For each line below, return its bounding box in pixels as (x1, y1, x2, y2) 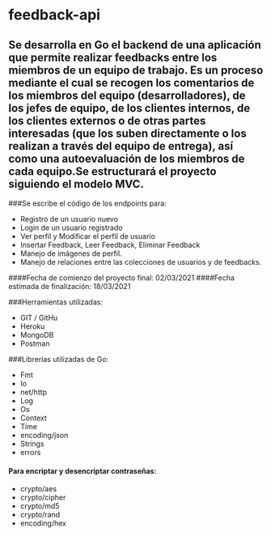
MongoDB (19, 330, 54, 339)
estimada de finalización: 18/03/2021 (8, 282, 131, 291)
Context (19, 413, 47, 423)
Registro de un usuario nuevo (19, 215, 119, 223)
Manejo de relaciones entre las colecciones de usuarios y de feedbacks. (19, 257, 262, 266)
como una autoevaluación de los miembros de (8, 151, 245, 165)
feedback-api (8, 6, 101, 24)
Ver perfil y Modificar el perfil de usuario (19, 232, 156, 240)
